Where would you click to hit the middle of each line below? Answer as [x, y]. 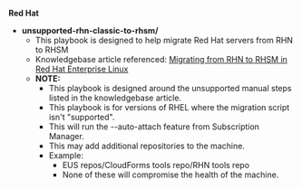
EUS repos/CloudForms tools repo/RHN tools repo [156, 165]
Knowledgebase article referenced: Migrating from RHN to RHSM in [161, 59]
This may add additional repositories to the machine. [147, 146]
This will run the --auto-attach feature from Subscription [154, 127]
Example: [66, 156]
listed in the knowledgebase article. [115, 98]
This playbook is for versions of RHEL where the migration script [169, 107]
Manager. [67, 136]
